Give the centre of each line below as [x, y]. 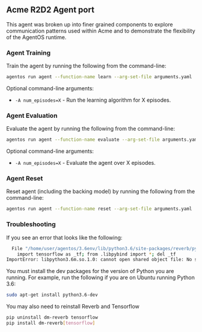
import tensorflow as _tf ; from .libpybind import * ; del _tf [96, 254]
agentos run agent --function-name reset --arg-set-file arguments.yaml [99, 209]
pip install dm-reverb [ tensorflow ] [51, 323]
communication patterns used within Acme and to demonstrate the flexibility [101, 31]
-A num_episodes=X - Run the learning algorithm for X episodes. [93, 100]
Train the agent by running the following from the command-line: [86, 66]
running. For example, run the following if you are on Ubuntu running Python [101, 278]
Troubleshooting [31, 224]
